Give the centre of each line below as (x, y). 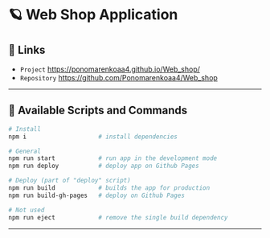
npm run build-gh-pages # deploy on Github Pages (96, 195)
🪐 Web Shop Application (93, 15)
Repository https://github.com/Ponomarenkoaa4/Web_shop (119, 78)
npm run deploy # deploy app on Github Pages (104, 166)
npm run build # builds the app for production (109, 188)
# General (25, 151)
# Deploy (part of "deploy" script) (70, 181)
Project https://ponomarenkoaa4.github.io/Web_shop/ (110, 69)
